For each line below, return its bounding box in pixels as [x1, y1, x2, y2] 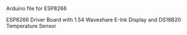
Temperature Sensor [6, 23, 56, 29]
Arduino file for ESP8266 [6, 5, 67, 12]
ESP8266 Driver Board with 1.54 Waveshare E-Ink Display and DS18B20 [6, 16, 181, 23]
